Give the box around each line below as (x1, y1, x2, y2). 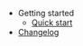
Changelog (17, 27, 60, 37)
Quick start (31, 17, 73, 28)
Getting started (17, 8, 75, 18)
